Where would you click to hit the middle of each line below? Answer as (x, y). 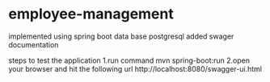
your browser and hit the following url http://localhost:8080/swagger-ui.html (135, 68)
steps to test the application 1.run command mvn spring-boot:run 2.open (129, 60)
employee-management (91, 14)
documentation (34, 44)
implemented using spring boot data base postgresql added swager (121, 36)
